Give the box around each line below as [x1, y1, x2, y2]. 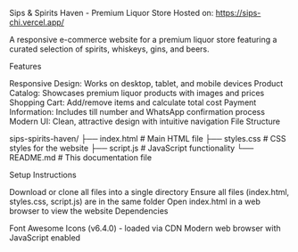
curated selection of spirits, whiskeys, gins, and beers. [9, 44, 210, 54]
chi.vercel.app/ [9, 17, 65, 28]
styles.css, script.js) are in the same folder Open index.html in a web [9, 196, 261, 207]
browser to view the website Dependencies [9, 206, 169, 216]
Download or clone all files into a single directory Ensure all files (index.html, [9, 187, 290, 197]
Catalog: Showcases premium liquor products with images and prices [9, 88, 265, 98]
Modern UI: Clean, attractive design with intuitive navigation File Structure [9, 116, 281, 126]
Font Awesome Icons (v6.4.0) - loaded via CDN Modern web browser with [9, 223, 281, 233]
